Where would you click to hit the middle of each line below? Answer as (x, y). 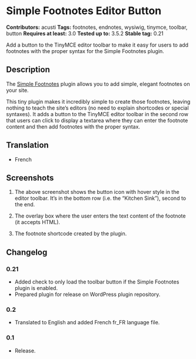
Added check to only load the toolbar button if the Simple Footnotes (97, 282)
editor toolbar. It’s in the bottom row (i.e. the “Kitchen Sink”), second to (100, 198)
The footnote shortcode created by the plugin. (71, 233)
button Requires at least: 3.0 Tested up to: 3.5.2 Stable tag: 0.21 (85, 33)
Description (28, 70)
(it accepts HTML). (37, 222)
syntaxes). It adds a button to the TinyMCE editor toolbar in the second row (97, 114)
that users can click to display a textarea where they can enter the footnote (97, 120)
